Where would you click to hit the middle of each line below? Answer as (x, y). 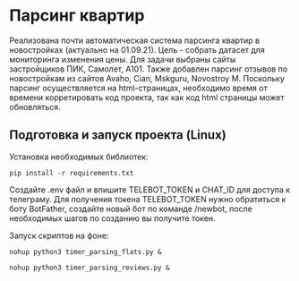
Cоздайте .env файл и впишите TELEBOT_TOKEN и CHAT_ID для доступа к (150, 190)
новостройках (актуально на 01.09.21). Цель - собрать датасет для (137, 49)
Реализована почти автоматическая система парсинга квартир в (135, 40)
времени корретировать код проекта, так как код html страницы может (147, 97)
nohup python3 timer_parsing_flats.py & (86, 251)
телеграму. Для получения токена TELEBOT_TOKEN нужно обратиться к (148, 199)
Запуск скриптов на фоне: (59, 235)
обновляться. (35, 106)
